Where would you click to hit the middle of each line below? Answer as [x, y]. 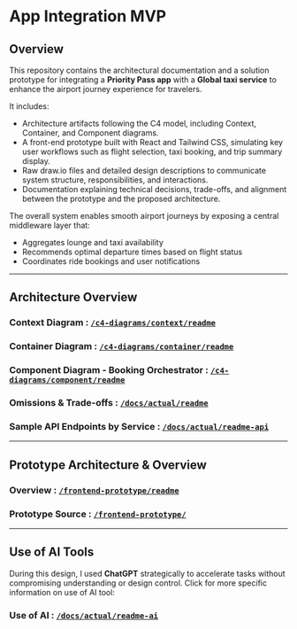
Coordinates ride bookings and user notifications [111, 261]
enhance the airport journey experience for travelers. [106, 89]
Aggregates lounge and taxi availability [92, 242]
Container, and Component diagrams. [90, 133]
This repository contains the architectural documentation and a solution [139, 70]
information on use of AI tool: [62, 592]
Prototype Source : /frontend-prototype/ [98, 514]
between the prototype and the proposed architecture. [121, 198]
